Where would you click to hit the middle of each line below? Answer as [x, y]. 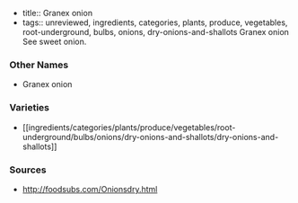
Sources [28, 170]
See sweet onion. [54, 41]
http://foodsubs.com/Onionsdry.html [90, 189]
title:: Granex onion [57, 13]
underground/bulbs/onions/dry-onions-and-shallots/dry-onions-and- [150, 137]
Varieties [29, 108]
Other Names [39, 65]
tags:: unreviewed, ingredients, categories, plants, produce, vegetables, [155, 22]
